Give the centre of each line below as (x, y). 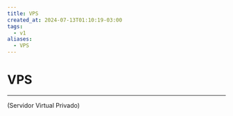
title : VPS (23, 13)
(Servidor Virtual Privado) (44, 105)
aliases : (20, 39)
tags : (15, 26)
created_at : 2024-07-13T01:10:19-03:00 (65, 20)
